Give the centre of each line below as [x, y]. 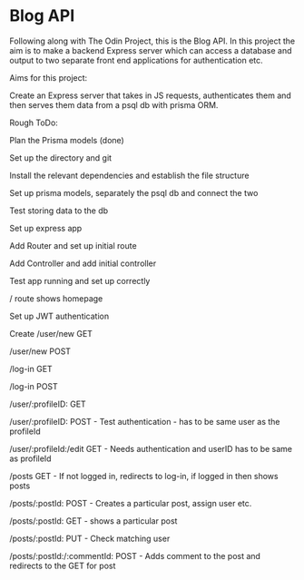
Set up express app [46, 228]
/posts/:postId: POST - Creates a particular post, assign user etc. [131, 503]
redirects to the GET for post [63, 565]
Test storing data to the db [59, 211]
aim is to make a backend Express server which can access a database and [151, 50]
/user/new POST [40, 351]
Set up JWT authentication [59, 316]
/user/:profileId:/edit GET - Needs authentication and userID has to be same [151, 448]
